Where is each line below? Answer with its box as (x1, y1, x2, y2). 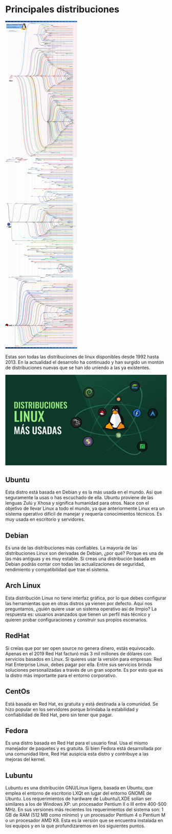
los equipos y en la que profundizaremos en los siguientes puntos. (5, 823, 145, 829)
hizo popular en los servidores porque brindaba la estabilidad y (5, 706, 139, 712)
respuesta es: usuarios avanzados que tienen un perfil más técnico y (5, 611, 151, 617)
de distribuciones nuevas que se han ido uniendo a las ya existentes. (5, 365, 150, 371)
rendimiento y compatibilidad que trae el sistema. (5, 567, 110, 573)
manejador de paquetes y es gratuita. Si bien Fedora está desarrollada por (5, 745, 162, 752)
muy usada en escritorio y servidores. (5, 516, 85, 523)
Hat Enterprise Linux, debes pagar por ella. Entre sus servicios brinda (5, 661, 152, 668)
